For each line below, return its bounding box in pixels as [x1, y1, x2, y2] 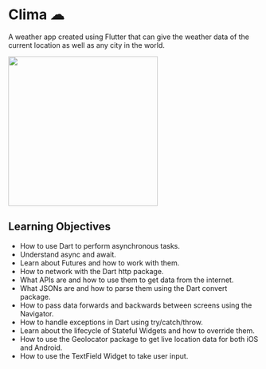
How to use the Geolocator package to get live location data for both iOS [19, 334, 259, 343]
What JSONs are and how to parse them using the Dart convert [19, 283, 228, 292]
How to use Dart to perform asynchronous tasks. [19, 241, 181, 250]
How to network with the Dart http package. [19, 266, 164, 276]
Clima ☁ [8, 6, 65, 24]
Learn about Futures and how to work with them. [19, 257, 180, 268]
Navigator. [19, 308, 54, 318]
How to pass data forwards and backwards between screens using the [19, 300, 252, 310]
